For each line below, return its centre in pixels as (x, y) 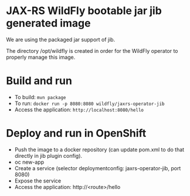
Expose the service (38, 181)
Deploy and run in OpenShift (76, 134)
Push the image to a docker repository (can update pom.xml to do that (99, 149)
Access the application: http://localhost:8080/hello (79, 109)
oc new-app (29, 162)
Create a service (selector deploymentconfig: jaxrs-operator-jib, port (98, 168)
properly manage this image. (41, 57)
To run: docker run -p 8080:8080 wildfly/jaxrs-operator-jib (89, 103)
